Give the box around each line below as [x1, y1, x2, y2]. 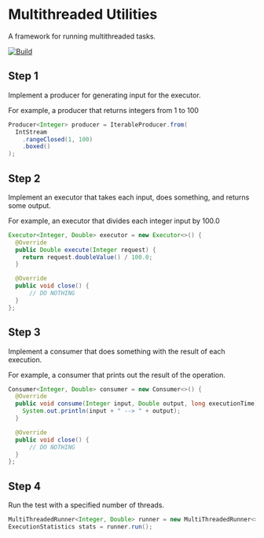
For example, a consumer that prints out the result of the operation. [8, 370, 225, 379]
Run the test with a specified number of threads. [8, 500, 165, 510]
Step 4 [8, 479, 42, 492]
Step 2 [8, 171, 41, 185]
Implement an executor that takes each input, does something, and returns [8, 192, 250, 202]
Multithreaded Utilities [8, 5, 158, 24]
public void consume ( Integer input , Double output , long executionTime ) [15, 400, 258, 408]
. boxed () [22, 143, 51, 151]
